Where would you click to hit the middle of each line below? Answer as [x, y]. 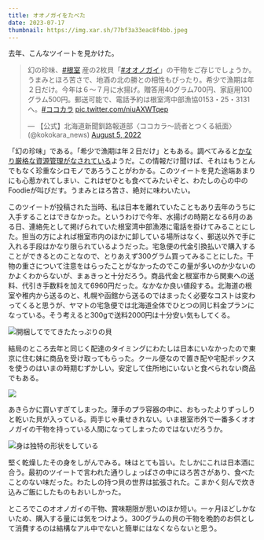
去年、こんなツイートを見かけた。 [63, 53]
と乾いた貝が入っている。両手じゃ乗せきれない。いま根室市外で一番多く [125, 419]
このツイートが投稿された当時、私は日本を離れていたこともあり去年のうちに [132, 207]
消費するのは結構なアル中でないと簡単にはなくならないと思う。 [118, 528]
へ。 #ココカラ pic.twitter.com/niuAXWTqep [98, 109]
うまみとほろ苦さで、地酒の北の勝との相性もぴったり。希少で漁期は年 [141, 80]
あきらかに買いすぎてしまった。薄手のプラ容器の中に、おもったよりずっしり [132, 410]
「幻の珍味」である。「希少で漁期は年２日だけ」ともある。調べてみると [123, 151]
